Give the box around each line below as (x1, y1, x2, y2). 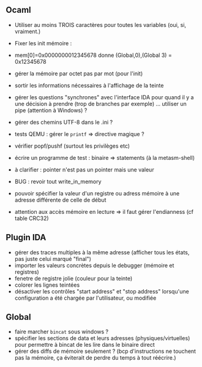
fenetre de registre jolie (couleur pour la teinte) (14, 274, 133, 282)
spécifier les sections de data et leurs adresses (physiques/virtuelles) (14, 335, 190, 342)
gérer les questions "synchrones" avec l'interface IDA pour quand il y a (14, 93, 194, 100)
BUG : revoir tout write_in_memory (14, 178, 102, 185)
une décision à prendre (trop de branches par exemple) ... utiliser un (14, 100, 187, 107)
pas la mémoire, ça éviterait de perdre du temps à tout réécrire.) (14, 354, 176, 361)
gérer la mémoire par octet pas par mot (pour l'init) (14, 70, 143, 77)
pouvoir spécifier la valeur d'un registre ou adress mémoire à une (14, 189, 180, 197)
